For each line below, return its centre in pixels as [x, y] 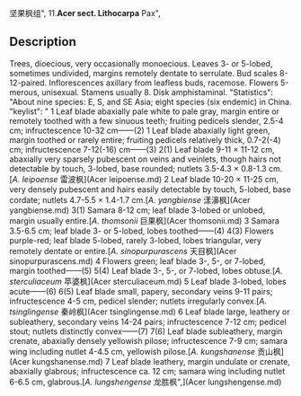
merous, [25, 92]
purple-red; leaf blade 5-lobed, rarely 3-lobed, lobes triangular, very [136, 240]
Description [43, 42]
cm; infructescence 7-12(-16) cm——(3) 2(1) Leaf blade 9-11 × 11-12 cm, [142, 149]
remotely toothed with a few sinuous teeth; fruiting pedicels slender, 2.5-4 [147, 120]
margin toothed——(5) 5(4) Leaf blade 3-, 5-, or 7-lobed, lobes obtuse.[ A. [146, 270]
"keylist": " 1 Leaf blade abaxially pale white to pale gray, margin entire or [145, 111]
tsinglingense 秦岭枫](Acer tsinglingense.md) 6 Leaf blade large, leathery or [150, 312]
